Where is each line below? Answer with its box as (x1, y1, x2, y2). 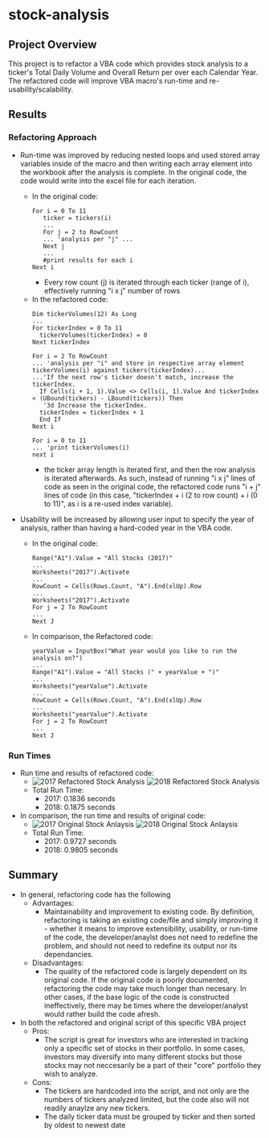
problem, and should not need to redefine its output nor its (43, 940, 238, 950)
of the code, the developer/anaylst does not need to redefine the (43, 932, 259, 942)
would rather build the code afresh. (43, 1009, 161, 1018)
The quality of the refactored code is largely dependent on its (43, 966, 247, 976)
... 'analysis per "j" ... (43, 235, 134, 243)
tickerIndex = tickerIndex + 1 (39, 408, 145, 416)
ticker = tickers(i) (43, 214, 112, 222)
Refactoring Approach (8, 132, 97, 143)
